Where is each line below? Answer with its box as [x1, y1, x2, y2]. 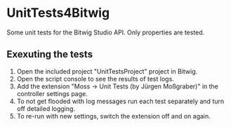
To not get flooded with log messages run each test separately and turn [16, 97, 225, 105]
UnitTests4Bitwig [6, 5, 110, 21]
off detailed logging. [16, 104, 75, 113]
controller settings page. [16, 89, 88, 98]
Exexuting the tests [6, 48, 93, 60]
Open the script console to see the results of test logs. [16, 74, 175, 83]
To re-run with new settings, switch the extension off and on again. [16, 112, 211, 120]
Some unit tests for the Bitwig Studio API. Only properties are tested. [6, 28, 205, 36]
